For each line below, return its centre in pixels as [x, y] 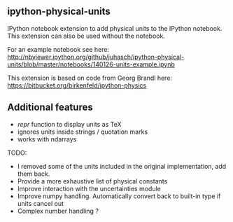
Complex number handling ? [58, 211]
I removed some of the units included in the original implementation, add [122, 166]
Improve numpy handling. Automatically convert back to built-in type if [119, 196]
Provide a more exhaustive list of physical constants [92, 181]
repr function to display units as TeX [69, 124]
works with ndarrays [47, 139]
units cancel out [41, 203]
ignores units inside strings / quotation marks [83, 132]
